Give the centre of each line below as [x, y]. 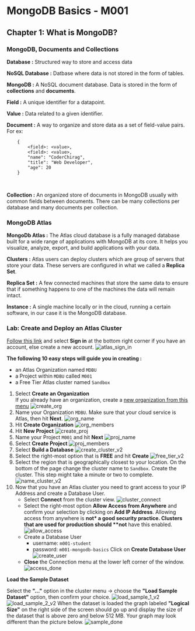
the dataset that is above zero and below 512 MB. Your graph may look [92, 616]
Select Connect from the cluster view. [69, 500]
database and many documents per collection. [62, 207]
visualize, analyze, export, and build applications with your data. [84, 248]
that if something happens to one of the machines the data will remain [91, 289]
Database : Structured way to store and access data [69, 62]
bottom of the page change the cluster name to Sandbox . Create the [96, 469]
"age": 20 [39, 167]
